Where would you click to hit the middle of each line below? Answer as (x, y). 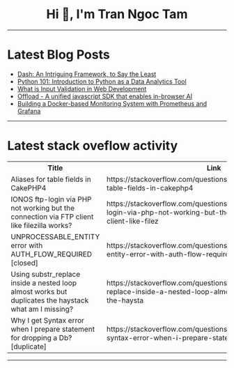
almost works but (39, 291)
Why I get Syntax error (48, 320)
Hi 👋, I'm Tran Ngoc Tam (117, 14)
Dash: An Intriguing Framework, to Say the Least (87, 74)
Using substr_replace (46, 274)
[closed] (24, 263)
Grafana (29, 111)
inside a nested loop (44, 283)
